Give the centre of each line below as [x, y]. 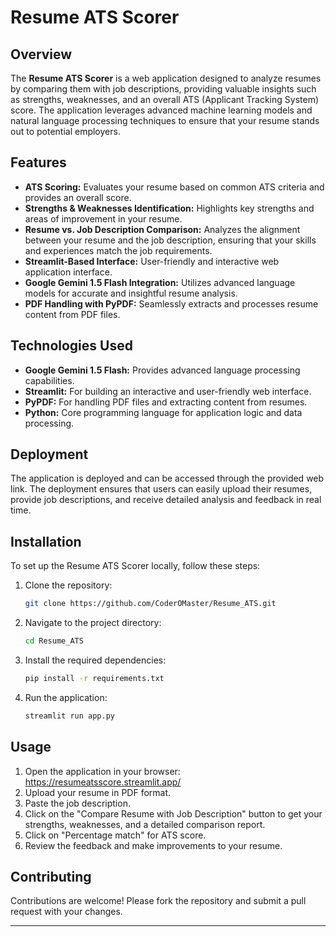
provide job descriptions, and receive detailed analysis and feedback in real [166, 500]
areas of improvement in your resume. [103, 218]
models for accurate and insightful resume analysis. [131, 293]
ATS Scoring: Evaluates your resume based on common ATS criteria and [174, 187]
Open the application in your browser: [102, 771]
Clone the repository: [68, 585]
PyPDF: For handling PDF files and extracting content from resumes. [166, 402]
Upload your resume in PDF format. [98, 792]
